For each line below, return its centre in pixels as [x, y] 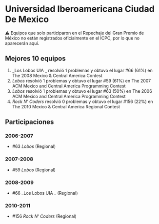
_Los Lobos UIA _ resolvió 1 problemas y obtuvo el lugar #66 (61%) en [82, 70]
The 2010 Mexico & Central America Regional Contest [66, 106]
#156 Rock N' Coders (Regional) [44, 216]
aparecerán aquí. [22, 43]
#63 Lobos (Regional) [34, 146]
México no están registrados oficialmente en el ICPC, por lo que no [72, 38]
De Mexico [27, 19]
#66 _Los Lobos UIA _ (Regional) [45, 193]
